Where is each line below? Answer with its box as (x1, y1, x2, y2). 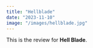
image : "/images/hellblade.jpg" (6, 20, 88, 26)
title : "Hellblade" (6, 8, 56, 15)
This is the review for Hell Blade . (6, 37, 88, 44)
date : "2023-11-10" (6, 14, 56, 20)
